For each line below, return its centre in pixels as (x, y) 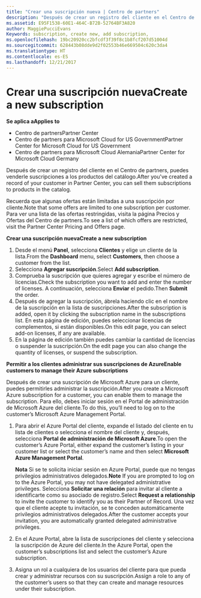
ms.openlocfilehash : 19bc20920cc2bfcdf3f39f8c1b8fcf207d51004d (87, 40)
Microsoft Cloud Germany (47, 159)
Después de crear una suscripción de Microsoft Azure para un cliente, (93, 382)
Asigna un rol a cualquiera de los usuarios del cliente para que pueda (100, 570)
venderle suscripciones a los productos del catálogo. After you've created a (99, 177)
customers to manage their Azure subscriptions (67, 370)
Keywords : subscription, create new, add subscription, (77, 34)
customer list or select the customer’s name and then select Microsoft (102, 452)
